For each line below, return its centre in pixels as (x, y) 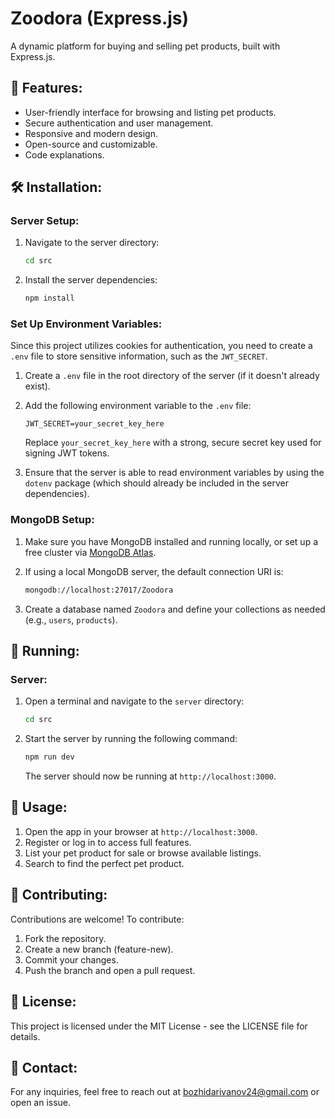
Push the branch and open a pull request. (110, 970)
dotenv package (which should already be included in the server (156, 483)
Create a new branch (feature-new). (99, 949)
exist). (37, 386)
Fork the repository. (65, 938)
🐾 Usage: (39, 807)
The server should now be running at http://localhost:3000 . (150, 776)
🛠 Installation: (56, 187)
